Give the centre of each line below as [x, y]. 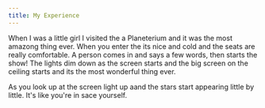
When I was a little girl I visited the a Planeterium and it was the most [120, 38]
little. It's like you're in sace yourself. [68, 95]
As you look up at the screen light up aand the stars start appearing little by [131, 87]
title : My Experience [44, 15]
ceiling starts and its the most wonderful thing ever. [92, 71]
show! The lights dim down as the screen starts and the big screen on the [128, 63]
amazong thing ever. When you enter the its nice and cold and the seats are [132, 46]
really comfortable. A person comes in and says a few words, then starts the [133, 54]
